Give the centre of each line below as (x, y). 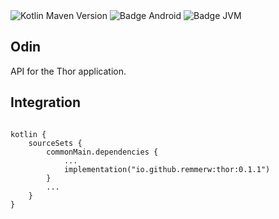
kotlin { (28, 134)
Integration (46, 102)
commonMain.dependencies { (102, 152)
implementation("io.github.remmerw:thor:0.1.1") (167, 169)
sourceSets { (55, 143)
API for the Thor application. (68, 71)
